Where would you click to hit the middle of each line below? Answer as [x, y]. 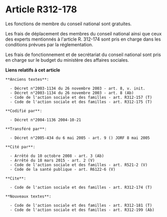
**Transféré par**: [26, 129]
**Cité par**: [20, 147]
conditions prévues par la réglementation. [49, 44]
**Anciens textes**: [27, 79]
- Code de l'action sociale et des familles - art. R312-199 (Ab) [82, 210]
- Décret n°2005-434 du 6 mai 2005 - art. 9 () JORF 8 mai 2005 [80, 138]
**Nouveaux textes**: [28, 196]
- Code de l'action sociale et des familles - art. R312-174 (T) [81, 187]
